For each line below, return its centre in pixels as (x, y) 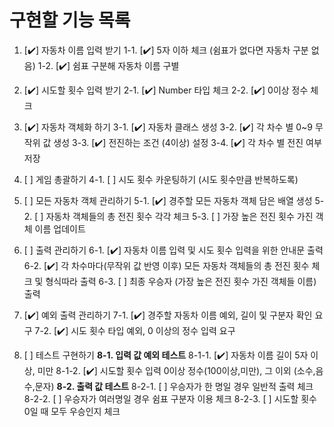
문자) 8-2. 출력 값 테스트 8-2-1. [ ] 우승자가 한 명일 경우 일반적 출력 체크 (174, 386)
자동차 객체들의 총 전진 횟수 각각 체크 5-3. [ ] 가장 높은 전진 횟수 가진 (179, 216)
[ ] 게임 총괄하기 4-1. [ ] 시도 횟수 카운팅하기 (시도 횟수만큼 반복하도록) (161, 179)
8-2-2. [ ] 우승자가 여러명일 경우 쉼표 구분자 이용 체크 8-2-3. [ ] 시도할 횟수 (170, 398)
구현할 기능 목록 (70, 20)
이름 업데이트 (60, 228)
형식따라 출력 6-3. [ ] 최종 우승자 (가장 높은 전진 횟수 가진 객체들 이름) (181, 281)
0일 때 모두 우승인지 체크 (72, 411)
